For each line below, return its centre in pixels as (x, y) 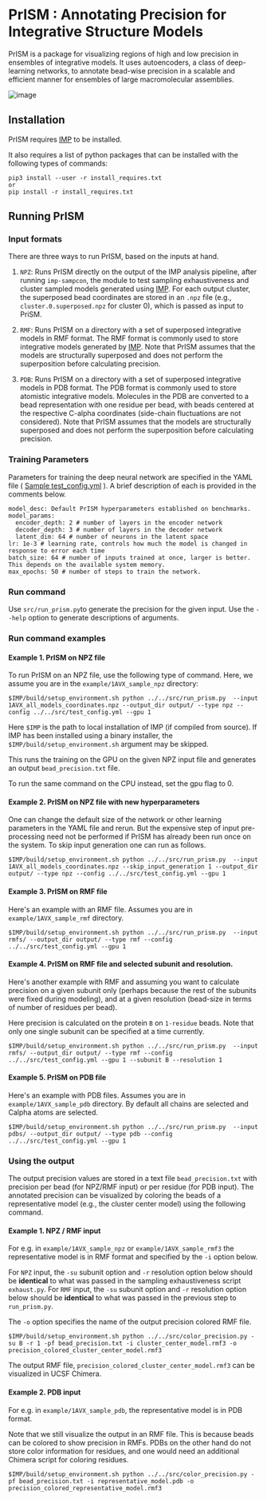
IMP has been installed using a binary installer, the (90, 736)
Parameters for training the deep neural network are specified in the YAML (130, 477)
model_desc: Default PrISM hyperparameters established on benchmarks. (130, 509)
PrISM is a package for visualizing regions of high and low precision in (124, 54)
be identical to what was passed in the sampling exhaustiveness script (125, 1281)
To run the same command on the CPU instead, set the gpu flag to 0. (121, 784)
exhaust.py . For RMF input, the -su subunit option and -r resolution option (128, 1290)
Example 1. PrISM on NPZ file (57, 657)
